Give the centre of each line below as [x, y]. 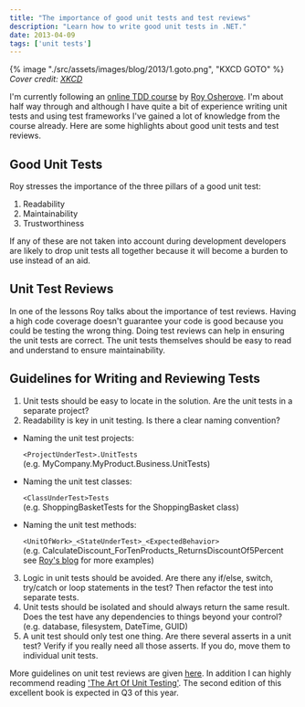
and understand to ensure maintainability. [88, 350]
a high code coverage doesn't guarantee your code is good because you [147, 321]
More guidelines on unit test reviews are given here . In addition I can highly [151, 673]
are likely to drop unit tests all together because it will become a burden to [149, 251]
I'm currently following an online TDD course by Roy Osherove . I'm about [147, 97]
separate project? [56, 410]
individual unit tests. [60, 655]
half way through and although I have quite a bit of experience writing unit [148, 107]
